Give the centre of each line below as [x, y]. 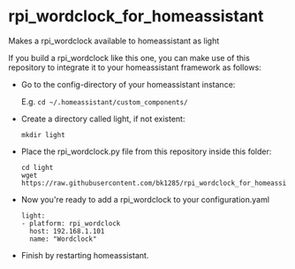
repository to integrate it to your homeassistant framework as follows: [135, 67]
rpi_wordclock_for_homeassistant [136, 16]
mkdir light [43, 134]
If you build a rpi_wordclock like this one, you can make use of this [129, 58]
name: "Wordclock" [63, 239]
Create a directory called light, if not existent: [103, 119]
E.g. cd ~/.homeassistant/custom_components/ [104, 101]
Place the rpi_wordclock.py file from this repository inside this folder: [146, 151]
